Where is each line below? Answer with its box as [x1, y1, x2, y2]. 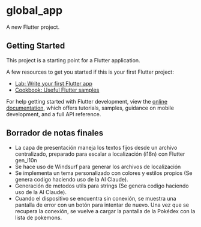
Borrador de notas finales [6, 128, 104, 138]
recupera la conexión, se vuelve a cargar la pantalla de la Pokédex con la [14, 207, 196, 214]
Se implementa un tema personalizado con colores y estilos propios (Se [14, 169, 193, 177]
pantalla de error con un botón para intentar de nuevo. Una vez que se [14, 201, 189, 208]
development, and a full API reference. [6, 110, 101, 117]
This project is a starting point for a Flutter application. [6, 56, 140, 63]
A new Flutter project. [6, 23, 60, 31]
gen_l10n [14, 156, 37, 164]
